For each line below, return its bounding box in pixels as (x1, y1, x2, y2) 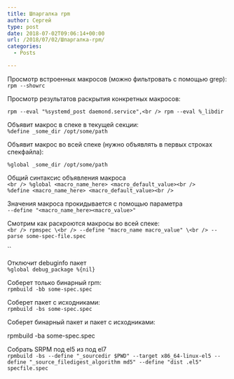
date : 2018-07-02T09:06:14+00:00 (7, 29, 105, 37)
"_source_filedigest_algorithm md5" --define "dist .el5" (29, 359, 202, 366)
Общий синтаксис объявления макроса (7, 173, 126, 182)
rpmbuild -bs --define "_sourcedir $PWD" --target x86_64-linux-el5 (7, 352, 212, 359)
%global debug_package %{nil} (7, 266, 96, 273)
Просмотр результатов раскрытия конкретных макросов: (7, 94, 181, 102)
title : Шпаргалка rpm (7, 10, 71, 18)
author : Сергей (7, 17, 52, 24)
